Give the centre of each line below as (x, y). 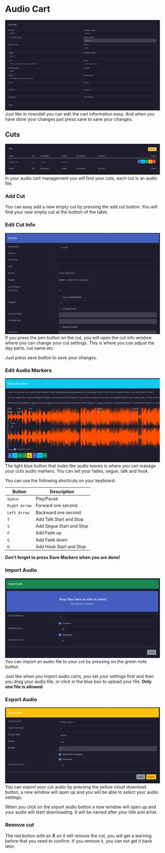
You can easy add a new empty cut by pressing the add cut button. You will (82, 207)
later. (10, 846)
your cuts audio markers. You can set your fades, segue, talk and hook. (77, 471)
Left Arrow (18, 513)
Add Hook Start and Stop (61, 546)
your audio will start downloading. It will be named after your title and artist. (82, 812)
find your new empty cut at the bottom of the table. (57, 212)
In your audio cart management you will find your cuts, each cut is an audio (81, 178)
